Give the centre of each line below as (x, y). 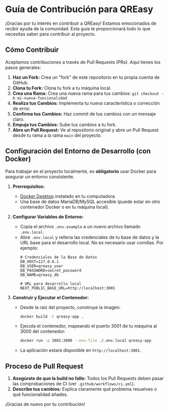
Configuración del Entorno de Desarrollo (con (78, 151)
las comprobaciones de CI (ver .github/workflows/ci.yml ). (74, 384)
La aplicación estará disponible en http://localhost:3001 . (80, 350)
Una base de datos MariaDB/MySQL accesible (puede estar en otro (90, 201)
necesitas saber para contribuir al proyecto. (51, 34)
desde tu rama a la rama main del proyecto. (57, 135)
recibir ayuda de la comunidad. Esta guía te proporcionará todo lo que (78, 28)
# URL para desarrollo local (51, 284)
